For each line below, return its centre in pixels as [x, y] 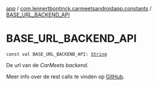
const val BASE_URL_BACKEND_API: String [57, 54]
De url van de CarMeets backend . [47, 65]
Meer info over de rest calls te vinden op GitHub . [65, 77]
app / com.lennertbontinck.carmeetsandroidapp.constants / [79, 9]
